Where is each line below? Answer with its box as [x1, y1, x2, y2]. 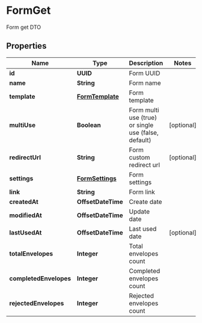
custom [129, 153, 150, 161]
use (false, [129, 128, 159, 137]
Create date [129, 197, 162, 206]
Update [129, 207, 150, 215]
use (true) [129, 113, 158, 122]
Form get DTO [6, 23, 41, 31]
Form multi [129, 106, 159, 114]
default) [129, 136, 151, 144]
